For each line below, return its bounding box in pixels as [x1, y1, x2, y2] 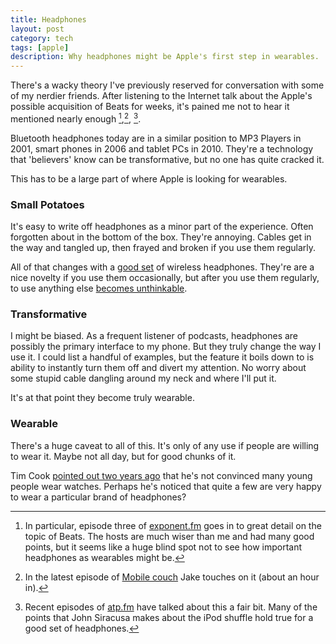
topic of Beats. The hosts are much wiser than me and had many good [24, 530, 315, 542]
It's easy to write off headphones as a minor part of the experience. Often [10, 221, 314, 233]
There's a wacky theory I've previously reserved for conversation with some [10, 79, 325, 91]
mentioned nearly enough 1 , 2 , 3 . [10, 111, 142, 125]
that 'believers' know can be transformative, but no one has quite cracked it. [10, 153, 325, 165]
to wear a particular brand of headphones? [10, 491, 187, 503]
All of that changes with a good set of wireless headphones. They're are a [10, 261, 315, 273]
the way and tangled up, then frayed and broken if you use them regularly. [10, 242, 317, 254]
